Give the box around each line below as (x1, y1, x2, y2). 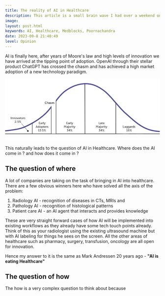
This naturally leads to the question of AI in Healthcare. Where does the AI (5, 145, 155, 151)
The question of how (5, 272, 70, 281)
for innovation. (5, 243, 34, 249)
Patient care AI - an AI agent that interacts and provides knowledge (12, 208, 148, 214)
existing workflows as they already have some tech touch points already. (5, 222, 152, 228)
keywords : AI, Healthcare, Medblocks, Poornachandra (5, 28, 115, 34)
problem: (5, 188, 24, 194)
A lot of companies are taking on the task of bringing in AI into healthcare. (5, 177, 155, 184)
